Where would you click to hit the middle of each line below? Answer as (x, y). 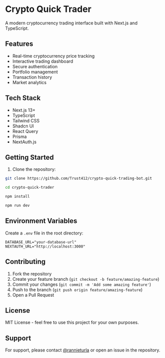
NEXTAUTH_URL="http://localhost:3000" (45, 246)
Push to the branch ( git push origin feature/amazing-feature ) (77, 289)
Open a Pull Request (33, 295)
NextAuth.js (24, 142)
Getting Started (30, 157)
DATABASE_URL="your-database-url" (41, 242)
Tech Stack (23, 98)
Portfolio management (35, 72)
